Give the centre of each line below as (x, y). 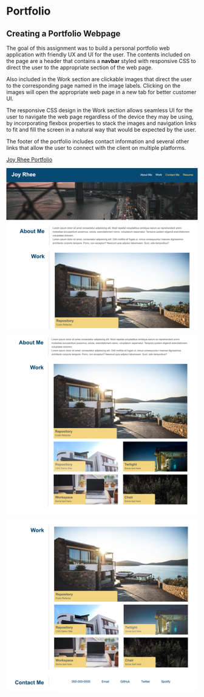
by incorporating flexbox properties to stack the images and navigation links (101, 123)
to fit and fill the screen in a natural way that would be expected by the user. (101, 130)
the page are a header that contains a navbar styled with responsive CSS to (101, 61)
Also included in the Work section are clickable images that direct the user (99, 79)
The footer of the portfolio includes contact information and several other (98, 141)
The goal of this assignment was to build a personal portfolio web (88, 48)
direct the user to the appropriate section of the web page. (80, 67)
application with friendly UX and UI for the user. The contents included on (98, 55)
